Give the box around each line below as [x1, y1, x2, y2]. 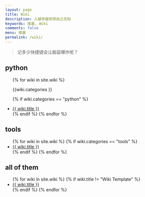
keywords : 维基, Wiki [5, 21, 48, 26]
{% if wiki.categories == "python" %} [12, 96, 89, 102]
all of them [5, 163, 39, 171]
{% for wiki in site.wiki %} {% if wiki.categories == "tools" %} [12, 138, 138, 144]
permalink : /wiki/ [5, 35, 43, 40]
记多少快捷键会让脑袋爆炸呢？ [17, 49, 78, 55]
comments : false [5, 26, 39, 31]
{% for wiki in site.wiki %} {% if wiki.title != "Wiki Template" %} [12, 176, 141, 182]
